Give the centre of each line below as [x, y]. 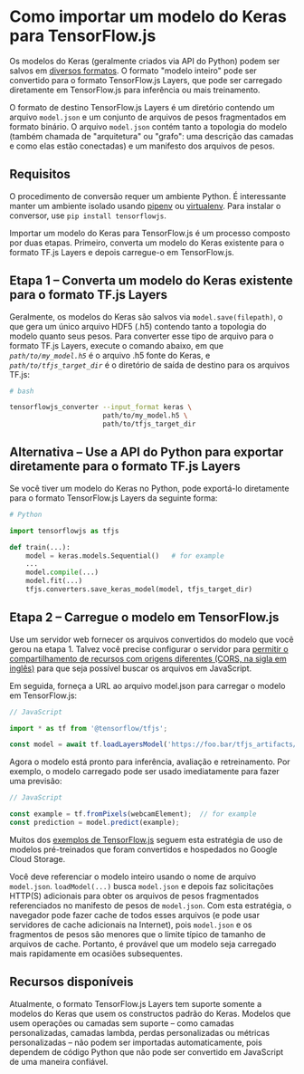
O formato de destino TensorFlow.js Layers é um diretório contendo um [142, 107]
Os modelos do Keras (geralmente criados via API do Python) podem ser [145, 61]
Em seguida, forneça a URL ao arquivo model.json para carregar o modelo [147, 686]
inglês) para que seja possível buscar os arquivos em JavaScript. [131, 668]
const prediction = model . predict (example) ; [95, 823]
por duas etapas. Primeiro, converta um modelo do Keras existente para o [147, 243]
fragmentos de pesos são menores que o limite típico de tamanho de [138, 934]
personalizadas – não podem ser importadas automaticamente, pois [136, 1042]
